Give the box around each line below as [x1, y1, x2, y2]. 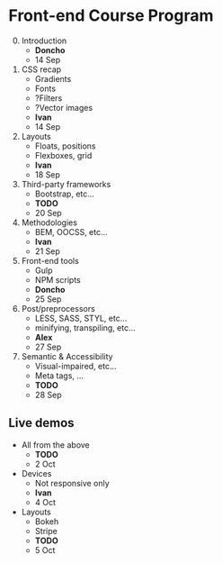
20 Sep [34, 207, 62, 218]
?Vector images [34, 102, 93, 113]
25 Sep [34, 294, 62, 304]
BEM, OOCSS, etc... [34, 226, 109, 237]
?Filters [34, 92, 63, 104]
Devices [21, 468, 52, 478]
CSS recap [21, 64, 62, 75]
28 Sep [34, 389, 62, 400]
